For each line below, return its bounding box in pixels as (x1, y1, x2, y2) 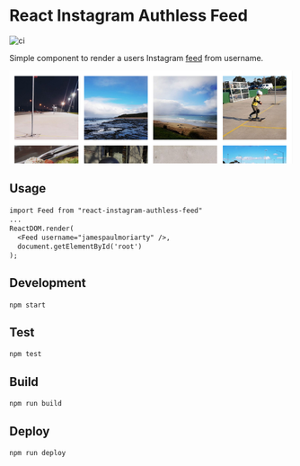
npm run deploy (9, 448, 66, 457)
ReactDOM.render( (9, 224, 75, 233)
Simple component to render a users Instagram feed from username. (9, 52, 264, 63)
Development (9, 275, 87, 291)
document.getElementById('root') (17, 242, 143, 251)
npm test (9, 350, 42, 359)
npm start (9, 300, 47, 309)
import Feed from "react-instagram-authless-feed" (9, 206, 203, 215)
